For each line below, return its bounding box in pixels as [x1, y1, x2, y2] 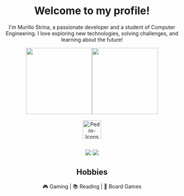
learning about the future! [61, 36, 123, 43]
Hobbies [76, 167, 108, 177]
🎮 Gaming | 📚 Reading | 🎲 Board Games [42, 183, 142, 190]
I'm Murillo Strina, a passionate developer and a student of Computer [8, 24, 176, 31]
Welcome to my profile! [34, 4, 150, 18]
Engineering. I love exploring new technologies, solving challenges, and [5, 29, 179, 36]
